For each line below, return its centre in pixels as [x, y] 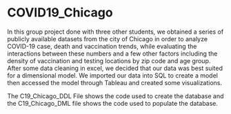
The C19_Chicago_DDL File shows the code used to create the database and [115, 96]
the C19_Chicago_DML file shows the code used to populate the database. [113, 103]
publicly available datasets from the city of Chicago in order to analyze [108, 38]
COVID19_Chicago [60, 13]
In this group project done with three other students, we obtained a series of [115, 32]
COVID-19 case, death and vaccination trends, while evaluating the [102, 46]
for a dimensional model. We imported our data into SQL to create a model [113, 75]
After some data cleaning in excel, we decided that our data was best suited [115, 68]
